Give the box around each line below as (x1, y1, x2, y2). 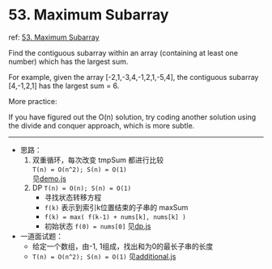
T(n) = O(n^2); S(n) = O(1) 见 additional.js (32, 251, 176, 261)
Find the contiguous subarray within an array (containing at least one (8, 48, 239, 57)
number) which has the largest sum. (8, 57, 129, 66)
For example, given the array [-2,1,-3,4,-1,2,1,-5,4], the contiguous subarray (8, 72, 259, 82)
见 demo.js (32, 174, 66, 183)
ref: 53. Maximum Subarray (8, 32, 100, 42)
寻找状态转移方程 (44, 192, 102, 202)
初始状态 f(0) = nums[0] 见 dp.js (44, 221, 151, 231)
